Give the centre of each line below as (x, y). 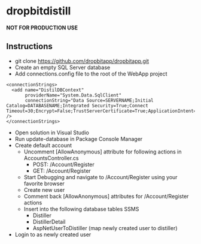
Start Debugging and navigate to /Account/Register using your (100, 177)
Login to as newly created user (53, 234)
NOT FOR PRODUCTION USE (42, 28)
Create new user (44, 189)
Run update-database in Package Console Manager (79, 138)
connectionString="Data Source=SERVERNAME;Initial (89, 100)
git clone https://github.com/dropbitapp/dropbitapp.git (82, 61)
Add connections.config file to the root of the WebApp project (91, 74)
